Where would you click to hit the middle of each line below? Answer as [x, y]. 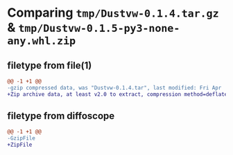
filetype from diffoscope [61, 116]
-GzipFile [21, 138]
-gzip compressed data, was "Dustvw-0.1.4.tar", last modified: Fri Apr [114, 88]
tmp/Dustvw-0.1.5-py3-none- [99, 29]
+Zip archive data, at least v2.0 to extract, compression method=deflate [118, 94]
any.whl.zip [42, 41]
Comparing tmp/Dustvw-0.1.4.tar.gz [113, 13]
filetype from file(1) [50, 65]
